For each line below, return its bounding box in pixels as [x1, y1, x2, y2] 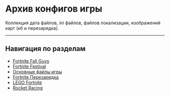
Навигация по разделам [5, 44, 86, 53]
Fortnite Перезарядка [12, 74, 59, 80]
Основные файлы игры [12, 69, 62, 75]
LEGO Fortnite [12, 79, 42, 85]
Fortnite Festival [12, 63, 47, 69]
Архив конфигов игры [5, 3, 103, 15]
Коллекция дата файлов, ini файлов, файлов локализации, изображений [5, 20, 161, 26]
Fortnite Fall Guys [12, 58, 50, 64]
